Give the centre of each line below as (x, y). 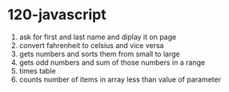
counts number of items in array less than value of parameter (120, 79)
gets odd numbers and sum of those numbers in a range (112, 62)
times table (38, 70)
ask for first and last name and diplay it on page (98, 37)
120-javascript (57, 15)
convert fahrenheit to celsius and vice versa (91, 45)
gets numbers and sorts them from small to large (100, 54)
